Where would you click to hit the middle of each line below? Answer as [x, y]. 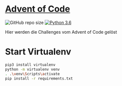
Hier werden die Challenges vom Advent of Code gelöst [61, 32]
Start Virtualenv [38, 52]
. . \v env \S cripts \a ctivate [32, 74]
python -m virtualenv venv [32, 69]
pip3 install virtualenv [30, 64]
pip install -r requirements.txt [39, 78]
